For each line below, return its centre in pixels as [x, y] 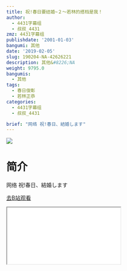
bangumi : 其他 [23, 46]
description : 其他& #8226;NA [41, 62]
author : [16, 18]
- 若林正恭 [24, 96]
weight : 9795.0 [25, 68]
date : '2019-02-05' [31, 51]
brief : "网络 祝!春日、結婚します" [46, 124]
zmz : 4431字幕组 [25, 34]
